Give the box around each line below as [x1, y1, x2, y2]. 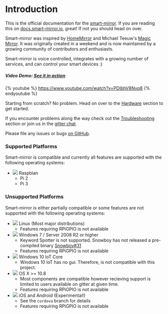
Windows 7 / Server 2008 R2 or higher [19, 232, 99, 238]
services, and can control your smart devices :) [5, 61, 103, 67]
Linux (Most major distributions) [19, 220, 85, 227]
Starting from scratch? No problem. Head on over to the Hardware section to [5, 100, 163, 106]
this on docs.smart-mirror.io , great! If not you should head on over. [5, 25, 143, 31]
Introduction [5, 4, 58, 15]
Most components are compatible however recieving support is [20, 275, 151, 282]
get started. [5, 106, 29, 112]
